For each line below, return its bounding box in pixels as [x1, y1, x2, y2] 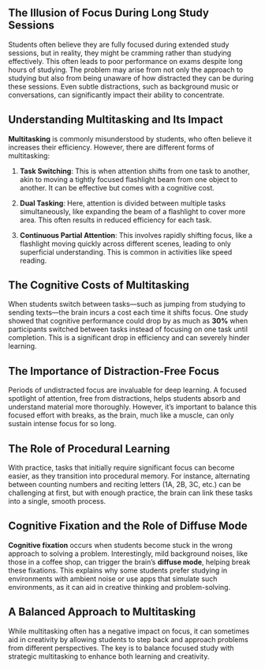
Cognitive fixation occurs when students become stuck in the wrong [8, 540, 233, 550]
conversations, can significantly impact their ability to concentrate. [8, 90, 225, 100]
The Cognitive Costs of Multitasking [8, 278, 189, 292]
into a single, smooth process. [8, 497, 106, 506]
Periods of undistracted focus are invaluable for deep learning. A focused [8, 385, 247, 395]
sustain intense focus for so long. [8, 419, 117, 429]
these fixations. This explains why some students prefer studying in [8, 565, 227, 575]
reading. [19, 255, 47, 265]
